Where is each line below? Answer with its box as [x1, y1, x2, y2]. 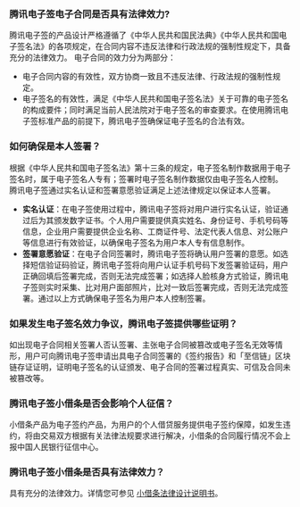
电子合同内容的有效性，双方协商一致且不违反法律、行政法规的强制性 [21, 71, 273, 82]
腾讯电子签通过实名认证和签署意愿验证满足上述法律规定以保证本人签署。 [9, 185, 275, 195]
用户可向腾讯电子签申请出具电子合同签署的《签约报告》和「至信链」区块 [24, 350, 291, 361]
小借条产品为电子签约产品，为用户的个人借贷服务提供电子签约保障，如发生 [9, 420, 283, 430]
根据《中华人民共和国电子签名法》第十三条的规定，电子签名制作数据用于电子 [9, 162, 291, 173]
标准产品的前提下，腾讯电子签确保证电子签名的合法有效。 [37, 116, 250, 127]
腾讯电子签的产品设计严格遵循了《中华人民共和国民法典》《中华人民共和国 [9, 29, 279, 41]
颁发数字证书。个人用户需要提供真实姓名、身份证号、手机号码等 [53, 214, 288, 225]
